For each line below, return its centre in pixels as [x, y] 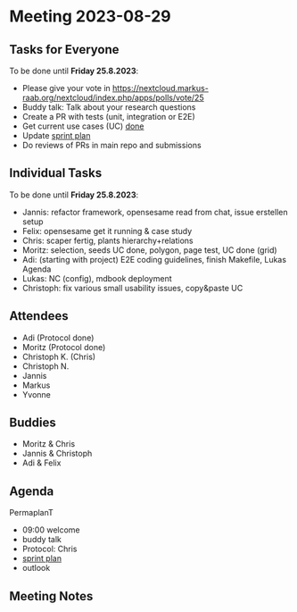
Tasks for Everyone [64, 50]
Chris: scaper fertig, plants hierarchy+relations [107, 240]
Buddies [33, 423]
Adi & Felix [41, 463]
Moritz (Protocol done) [64, 347]
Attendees [39, 316]
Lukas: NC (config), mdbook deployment [97, 278]
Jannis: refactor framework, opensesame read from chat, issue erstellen [155, 212]
